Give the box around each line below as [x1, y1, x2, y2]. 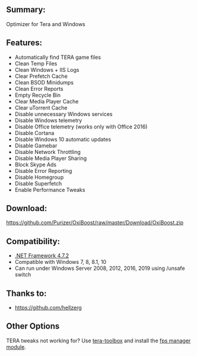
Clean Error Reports [14, 85, 63, 92]
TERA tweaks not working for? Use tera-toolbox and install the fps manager [6, 337, 191, 344]
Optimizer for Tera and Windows [6, 20, 86, 27]
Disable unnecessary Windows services [14, 110, 113, 118]
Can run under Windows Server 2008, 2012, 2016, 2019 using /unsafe [14, 264, 185, 272]
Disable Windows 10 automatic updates [14, 136, 112, 143]
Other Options [6, 321, 60, 332]
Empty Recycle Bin [14, 92, 61, 99]
